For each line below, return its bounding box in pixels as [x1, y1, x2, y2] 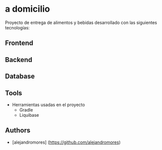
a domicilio [5, 3, 50, 15]
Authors [5, 126, 31, 135]
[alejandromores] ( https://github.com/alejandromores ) [12, 139, 121, 145]
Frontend [5, 39, 34, 47]
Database [5, 72, 35, 81]
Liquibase [19, 112, 39, 118]
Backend [5, 55, 33, 64]
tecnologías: [5, 24, 30, 30]
